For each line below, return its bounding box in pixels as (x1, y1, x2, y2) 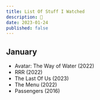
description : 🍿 (6, 14, 43, 20)
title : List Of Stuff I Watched (6, 8, 85, 15)
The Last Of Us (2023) (14, 75, 69, 82)
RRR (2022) (14, 69, 43, 76)
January (6, 46, 37, 56)
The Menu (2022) (14, 81, 57, 88)
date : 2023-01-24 (6, 19, 49, 25)
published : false (6, 25, 49, 31)
